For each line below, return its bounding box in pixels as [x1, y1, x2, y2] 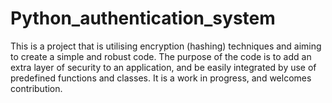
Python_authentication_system [10, 7, 276, 30]
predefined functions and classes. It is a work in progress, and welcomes [10, 72, 312, 84]
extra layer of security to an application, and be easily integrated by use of [10, 61, 317, 73]
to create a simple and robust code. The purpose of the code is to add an [10, 50, 312, 62]
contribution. [10, 82, 63, 94]
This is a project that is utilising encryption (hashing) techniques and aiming [10, 40, 322, 52]
